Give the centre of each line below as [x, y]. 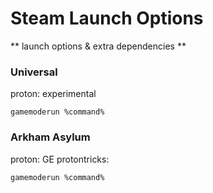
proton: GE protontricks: [60, 159]
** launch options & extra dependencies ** [98, 46]
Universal [34, 72]
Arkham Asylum [50, 137]
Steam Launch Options [107, 18]
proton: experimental [53, 94]
